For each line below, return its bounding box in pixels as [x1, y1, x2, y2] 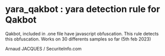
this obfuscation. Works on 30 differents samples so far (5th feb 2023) [5, 36, 151, 42]
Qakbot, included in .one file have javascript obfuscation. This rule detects [5, 30, 159, 36]
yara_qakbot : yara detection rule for [5, 3, 160, 15]
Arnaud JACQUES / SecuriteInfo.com [5, 45, 82, 51]
